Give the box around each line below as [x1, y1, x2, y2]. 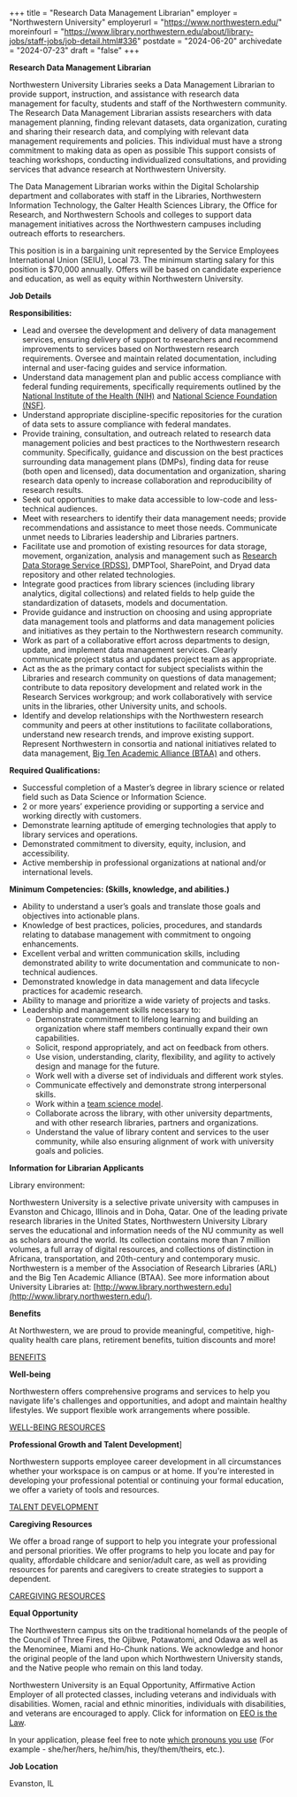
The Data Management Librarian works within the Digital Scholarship [9, 181, 259, 191]
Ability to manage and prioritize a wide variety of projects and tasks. [21, 995, 271, 1005]
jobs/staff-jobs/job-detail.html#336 [9, 35, 138, 46]
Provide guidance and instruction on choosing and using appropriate [21, 607, 272, 618]
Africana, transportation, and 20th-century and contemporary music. [9, 1254, 261, 1263]
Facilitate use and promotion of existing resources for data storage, [21, 541, 268, 551]
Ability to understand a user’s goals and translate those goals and [21, 902, 261, 911]
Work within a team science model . [34, 1099, 164, 1109]
